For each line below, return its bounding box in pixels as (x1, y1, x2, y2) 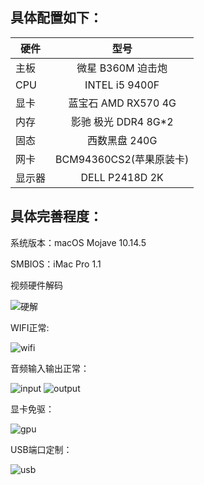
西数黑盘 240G (86, 133, 158, 147)
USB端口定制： (10, 443, 73, 455)
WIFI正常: (10, 321, 50, 333)
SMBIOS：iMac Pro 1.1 (10, 258, 102, 270)
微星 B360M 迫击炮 (76, 61, 168, 75)
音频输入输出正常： (10, 362, 90, 374)
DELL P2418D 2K (80, 170, 164, 184)
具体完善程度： (10, 208, 103, 225)
